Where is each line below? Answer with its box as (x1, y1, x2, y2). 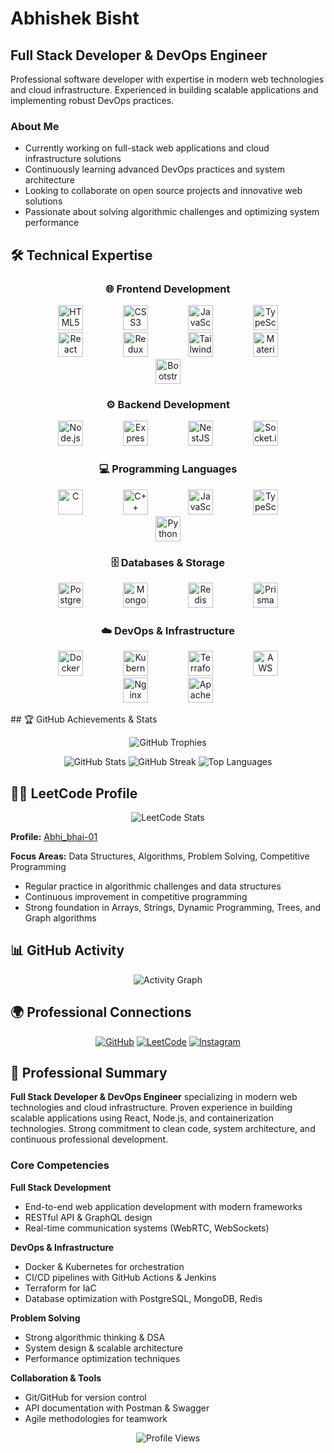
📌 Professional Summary (10, 1065, 168, 1081)
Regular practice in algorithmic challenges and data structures (24, 880, 282, 892)
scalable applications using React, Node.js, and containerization (10, 1112, 274, 1124)
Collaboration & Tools (10, 1372, 102, 1384)
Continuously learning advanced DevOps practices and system (24, 163, 285, 176)
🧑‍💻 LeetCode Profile (10, 785, 138, 802)
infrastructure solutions (24, 153, 122, 165)
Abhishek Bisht (10, 7, 140, 30)
